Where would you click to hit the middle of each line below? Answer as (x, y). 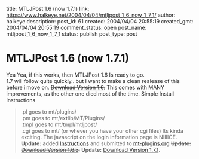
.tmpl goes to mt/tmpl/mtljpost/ (59, 124)
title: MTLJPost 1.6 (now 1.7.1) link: (48, 9)
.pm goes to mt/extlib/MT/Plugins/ (63, 118)
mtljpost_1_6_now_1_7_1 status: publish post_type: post (72, 34)
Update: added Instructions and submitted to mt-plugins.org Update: (106, 143)
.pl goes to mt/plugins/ (48, 111)
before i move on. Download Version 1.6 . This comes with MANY (85, 87)
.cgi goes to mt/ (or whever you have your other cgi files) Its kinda (102, 130)
